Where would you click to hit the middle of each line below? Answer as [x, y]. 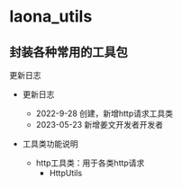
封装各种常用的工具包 [68, 52]
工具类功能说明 [50, 144]
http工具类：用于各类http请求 [90, 163]
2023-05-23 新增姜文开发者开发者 [100, 125]
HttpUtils [66, 173]
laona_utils [51, 17]
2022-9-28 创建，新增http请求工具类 [105, 113]
